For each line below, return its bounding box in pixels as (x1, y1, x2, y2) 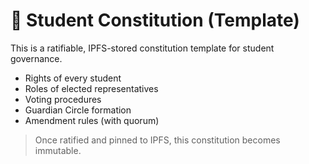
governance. (10, 52, 63, 64)
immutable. (34, 144, 82, 156)
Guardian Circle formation (24, 104, 132, 116)
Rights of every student (24, 72, 122, 84)
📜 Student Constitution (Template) (10, 9, 300, 32)
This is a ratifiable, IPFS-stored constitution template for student (10, 42, 275, 54)
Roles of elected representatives (24, 82, 159, 94)
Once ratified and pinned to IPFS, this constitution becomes (34, 134, 281, 146)
